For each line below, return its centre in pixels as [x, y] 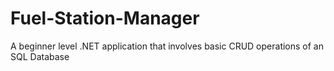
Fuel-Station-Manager [105, 18]
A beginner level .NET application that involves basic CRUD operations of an [167, 46]
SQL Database [40, 56]
